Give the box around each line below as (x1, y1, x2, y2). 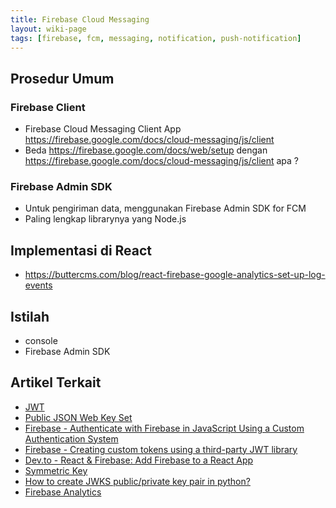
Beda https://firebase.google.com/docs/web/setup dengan (24, 144, 268, 156)
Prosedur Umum (10, 70, 115, 87)
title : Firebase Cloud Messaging (10, 14, 150, 25)
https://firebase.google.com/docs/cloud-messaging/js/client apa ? (24, 155, 300, 167)
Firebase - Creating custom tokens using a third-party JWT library (24, 443, 298, 455)
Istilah (10, 308, 50, 325)
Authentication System (24, 432, 119, 445)
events (24, 279, 53, 291)
